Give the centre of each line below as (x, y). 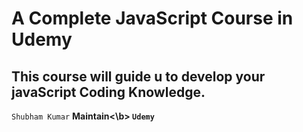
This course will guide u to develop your (138, 76)
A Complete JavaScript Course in (152, 18)
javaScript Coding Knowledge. (108, 92)
